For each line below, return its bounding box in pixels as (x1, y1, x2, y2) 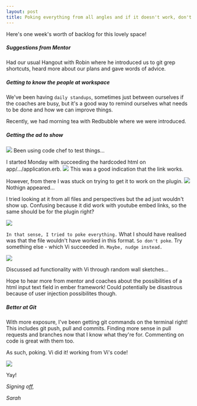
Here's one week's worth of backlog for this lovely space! (6, 30, 147, 37)
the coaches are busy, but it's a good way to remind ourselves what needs (6, 100, 188, 107)
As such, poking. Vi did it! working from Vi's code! (6, 349, 128, 356)
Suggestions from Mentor (6, 44, 71, 51)
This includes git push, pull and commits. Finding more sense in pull (6, 325, 172, 332)
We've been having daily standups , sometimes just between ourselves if (6, 94, 184, 101)
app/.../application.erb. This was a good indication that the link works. (6, 165, 183, 172)
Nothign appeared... (6, 184, 55, 191)
